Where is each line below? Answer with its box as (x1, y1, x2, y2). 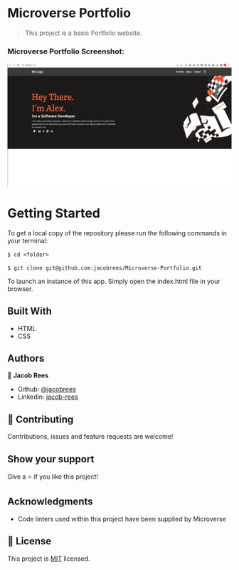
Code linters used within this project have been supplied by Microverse (17, 514, 226, 523)
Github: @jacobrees (17, 385, 76, 394)
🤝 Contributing (7, 413, 74, 425)
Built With (7, 305, 52, 317)
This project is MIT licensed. (7, 554, 90, 563)
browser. (7, 284, 33, 293)
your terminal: (7, 236, 48, 245)
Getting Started (7, 205, 101, 222)
